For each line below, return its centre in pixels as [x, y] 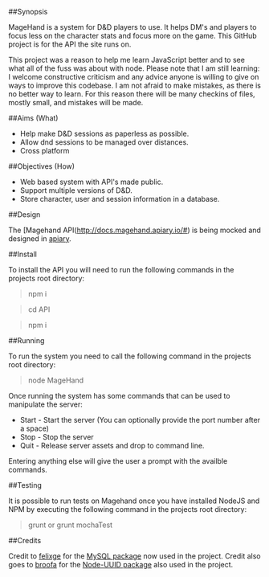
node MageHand [56, 380]
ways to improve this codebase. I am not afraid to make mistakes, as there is [134, 85]
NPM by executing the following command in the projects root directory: [128, 509]
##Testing [25, 485]
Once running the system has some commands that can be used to [119, 396]
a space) [35, 428]
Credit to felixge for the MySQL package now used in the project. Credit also [134, 556]
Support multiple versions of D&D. [76, 190]
